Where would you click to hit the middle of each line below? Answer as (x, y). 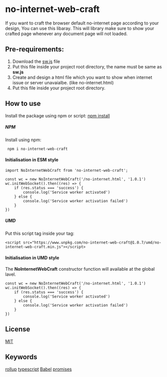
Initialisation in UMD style (32, 258)
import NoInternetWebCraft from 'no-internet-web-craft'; (67, 170)
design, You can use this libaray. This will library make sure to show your (80, 28)
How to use (23, 104)
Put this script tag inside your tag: (40, 233)
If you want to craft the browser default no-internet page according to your (82, 23)
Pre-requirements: (35, 49)
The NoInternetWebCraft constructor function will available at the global (80, 269)
